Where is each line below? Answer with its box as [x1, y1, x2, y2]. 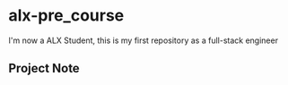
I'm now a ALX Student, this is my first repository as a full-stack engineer [8, 35, 279, 46]
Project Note [8, 61, 80, 76]
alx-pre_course [8, 5, 125, 26]
